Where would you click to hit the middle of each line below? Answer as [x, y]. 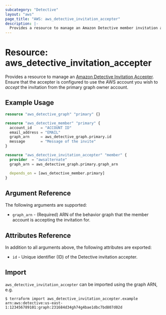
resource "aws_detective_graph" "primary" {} [53, 114]
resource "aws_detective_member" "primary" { [53, 123]
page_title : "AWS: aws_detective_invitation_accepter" [63, 19]
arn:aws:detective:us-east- [34, 303]
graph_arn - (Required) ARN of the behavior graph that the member [81, 215]
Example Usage [30, 103]
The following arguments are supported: [46, 205]
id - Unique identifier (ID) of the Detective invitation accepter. [75, 257]
